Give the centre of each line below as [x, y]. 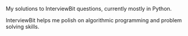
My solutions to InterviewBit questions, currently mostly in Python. [89, 9]
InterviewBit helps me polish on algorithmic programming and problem [94, 20]
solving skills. [23, 27]
